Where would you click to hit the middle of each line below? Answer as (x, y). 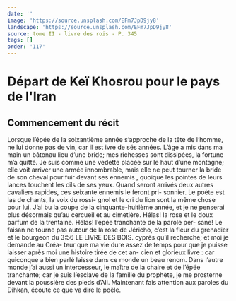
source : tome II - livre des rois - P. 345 (72, 34)
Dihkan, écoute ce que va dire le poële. (64, 290)
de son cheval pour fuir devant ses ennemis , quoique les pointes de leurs (115, 177)
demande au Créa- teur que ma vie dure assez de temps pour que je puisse (117, 245)
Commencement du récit (63, 123)
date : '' (20, 14)
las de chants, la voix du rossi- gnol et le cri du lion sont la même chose (111, 200)
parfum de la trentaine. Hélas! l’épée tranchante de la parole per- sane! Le (115, 222)
